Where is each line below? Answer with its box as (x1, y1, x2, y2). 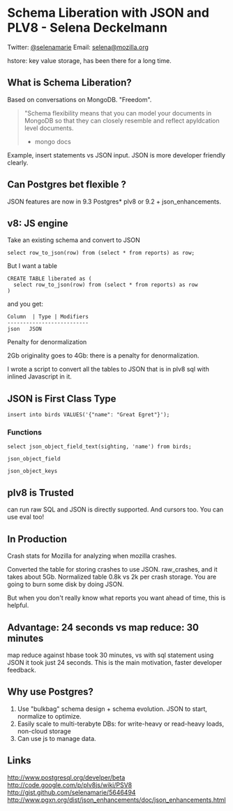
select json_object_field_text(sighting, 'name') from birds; (7, 443, 192, 451)
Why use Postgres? (7, 686, 94, 698)
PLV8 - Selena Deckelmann (7, 20, 167, 36)
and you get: (7, 299, 44, 309)
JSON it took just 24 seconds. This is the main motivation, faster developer (7, 658, 223, 666)
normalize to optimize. (17, 712, 82, 720)
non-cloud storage (17, 726, 71, 735)
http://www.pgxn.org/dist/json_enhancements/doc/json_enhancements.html (7, 796, 226, 804)
